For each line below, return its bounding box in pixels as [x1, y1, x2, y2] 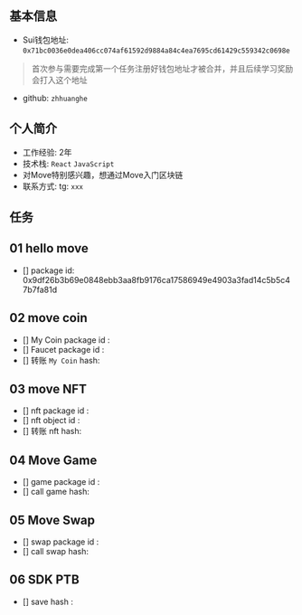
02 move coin [9, 310, 88, 326]
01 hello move [9, 241, 89, 256]
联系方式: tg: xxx [22, 180, 84, 192]
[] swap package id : [22, 536, 99, 547]
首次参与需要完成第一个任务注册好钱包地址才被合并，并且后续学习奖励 [31, 62, 294, 74]
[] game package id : [22, 477, 100, 487]
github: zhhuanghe [22, 92, 88, 103]
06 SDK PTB [9, 572, 80, 588]
